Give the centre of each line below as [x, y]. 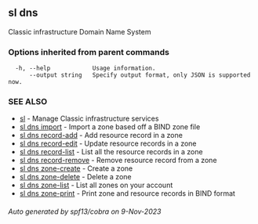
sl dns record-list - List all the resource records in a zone [111, 152]
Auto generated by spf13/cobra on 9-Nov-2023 [85, 211]
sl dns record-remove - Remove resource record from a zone [118, 161]
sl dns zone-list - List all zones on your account [96, 185]
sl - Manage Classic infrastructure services [89, 119]
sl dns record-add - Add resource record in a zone [101, 135]
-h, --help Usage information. [85, 69]
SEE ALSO [28, 102]
